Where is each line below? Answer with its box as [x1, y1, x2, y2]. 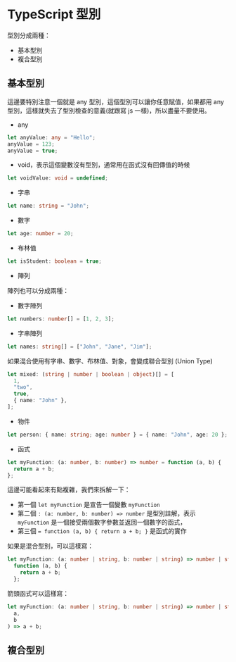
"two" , [13, 384, 33, 391]
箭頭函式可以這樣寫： [7, 589, 69, 597]
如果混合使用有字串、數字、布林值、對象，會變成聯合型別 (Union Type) [7, 356, 213, 365]
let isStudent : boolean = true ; [7, 258, 102, 265]
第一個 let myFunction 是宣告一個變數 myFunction [17, 501, 160, 509]
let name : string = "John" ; [7, 202, 90, 210]
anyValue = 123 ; [7, 140, 55, 148]
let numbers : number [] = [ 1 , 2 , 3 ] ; [7, 315, 114, 323]
